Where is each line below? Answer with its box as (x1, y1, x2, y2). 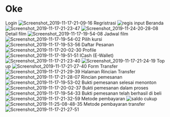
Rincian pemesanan (81, 74, 123, 80)
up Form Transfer (5, 63, 118, 69)
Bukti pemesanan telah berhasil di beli (81, 90, 162, 96)
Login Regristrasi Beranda (5, 20, 164, 26)
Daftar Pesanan (81, 41, 114, 47)
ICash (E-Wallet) (79, 52, 114, 58)
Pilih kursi (81, 36, 102, 42)
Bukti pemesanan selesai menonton (81, 79, 157, 85)
